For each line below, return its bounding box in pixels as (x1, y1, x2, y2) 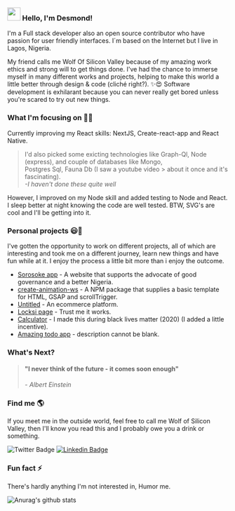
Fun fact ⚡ (7, 463, 43, 473)
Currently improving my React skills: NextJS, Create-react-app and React (7, 128, 220, 137)
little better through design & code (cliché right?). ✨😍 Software (7, 80, 191, 88)
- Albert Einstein (24, 380, 72, 389)
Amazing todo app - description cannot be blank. (17, 330, 160, 338)
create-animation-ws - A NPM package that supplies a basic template (17, 285, 220, 293)
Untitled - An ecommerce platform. (17, 300, 119, 308)
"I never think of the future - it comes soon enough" (24, 365, 179, 373)
